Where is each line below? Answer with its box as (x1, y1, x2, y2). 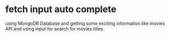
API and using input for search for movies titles (5, 25, 103, 31)
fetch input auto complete (5, 4, 117, 15)
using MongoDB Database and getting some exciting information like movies (5, 20, 165, 26)
